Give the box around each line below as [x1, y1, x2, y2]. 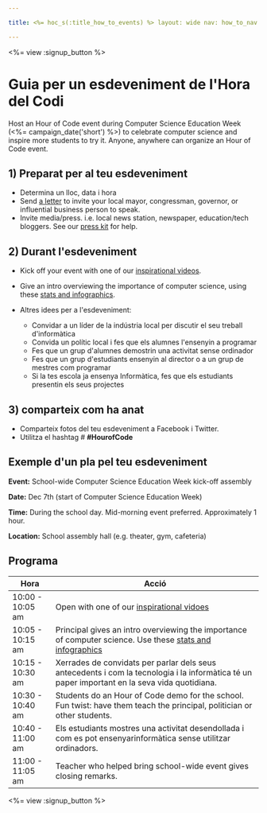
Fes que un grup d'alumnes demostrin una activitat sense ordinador [31, 346, 254, 356]
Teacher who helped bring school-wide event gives [55, 760, 249, 772]
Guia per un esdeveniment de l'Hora [8, 75, 250, 93]
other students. [55, 710, 113, 721]
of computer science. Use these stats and [55, 634, 211, 645]
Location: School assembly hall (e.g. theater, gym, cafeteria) [8, 531, 207, 541]
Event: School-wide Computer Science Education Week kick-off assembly [8, 477, 252, 486]
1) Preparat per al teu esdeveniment [8, 166, 188, 180]
